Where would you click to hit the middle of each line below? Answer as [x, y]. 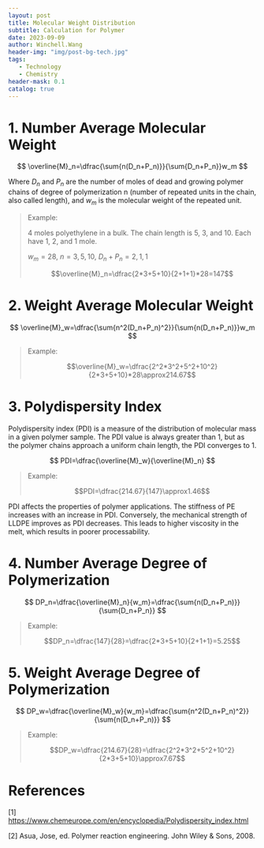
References [46, 790]
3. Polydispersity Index [85, 406]
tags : [17, 60]
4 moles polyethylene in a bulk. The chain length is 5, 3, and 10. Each [139, 233]
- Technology [40, 67]
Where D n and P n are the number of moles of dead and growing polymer [126, 183]
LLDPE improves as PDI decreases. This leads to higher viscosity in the [123, 523]
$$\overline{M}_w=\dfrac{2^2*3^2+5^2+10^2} [142, 366]
